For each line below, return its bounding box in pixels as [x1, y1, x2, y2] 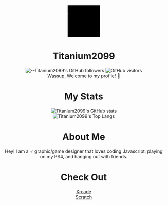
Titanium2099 [52, 51, 115, 62]
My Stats [64, 91, 104, 102]
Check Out [61, 172, 107, 183]
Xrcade [76, 188, 91, 194]
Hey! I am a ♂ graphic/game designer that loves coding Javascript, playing [5, 148, 163, 154]
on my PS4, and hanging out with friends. [40, 153, 127, 159]
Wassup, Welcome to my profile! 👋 [47, 73, 120, 79]
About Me [62, 131, 105, 143]
